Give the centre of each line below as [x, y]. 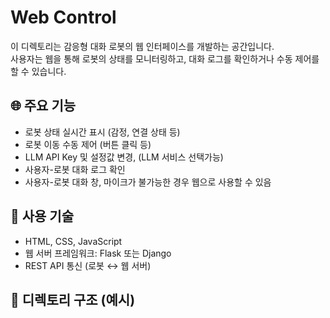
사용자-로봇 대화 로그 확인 [75, 169]
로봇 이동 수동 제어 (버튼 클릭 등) [88, 144]
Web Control [63, 17]
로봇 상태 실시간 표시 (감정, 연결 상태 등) [102, 132]
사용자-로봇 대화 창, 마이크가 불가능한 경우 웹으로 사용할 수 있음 [148, 182]
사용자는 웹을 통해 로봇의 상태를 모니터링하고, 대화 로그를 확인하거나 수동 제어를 [165, 58]
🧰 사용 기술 [42, 216]
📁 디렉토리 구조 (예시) [73, 299]
